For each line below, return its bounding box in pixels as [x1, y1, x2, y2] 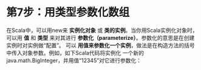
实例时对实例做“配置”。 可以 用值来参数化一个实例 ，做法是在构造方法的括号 [6, 42, 196, 49]
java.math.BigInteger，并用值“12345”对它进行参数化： [6, 57, 142, 64]
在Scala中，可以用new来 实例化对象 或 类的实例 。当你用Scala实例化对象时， [6, 27, 198, 34]
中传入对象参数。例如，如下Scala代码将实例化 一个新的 [6, 49, 145, 56]
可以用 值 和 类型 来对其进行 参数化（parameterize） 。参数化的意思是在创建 [6, 34, 195, 41]
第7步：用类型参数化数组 [6, 5, 130, 19]
